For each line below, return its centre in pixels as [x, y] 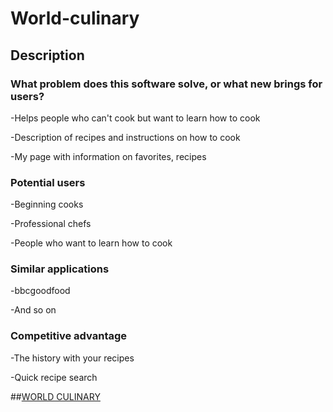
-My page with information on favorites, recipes [108, 156]
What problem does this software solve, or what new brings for [166, 84]
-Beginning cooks [47, 204]
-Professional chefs [51, 224]
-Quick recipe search [54, 377]
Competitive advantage [69, 336]
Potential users [48, 182]
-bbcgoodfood [40, 291]
